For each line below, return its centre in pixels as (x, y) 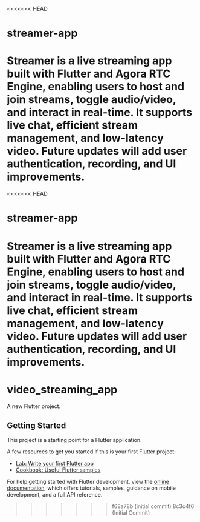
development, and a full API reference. (55, 495)
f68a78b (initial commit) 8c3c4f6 (153, 506)
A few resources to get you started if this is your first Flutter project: (91, 452)
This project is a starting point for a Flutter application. (74, 440)
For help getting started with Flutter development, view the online (88, 482)
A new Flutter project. (34, 406)
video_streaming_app (62, 390)
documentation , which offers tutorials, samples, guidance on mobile (91, 488)
